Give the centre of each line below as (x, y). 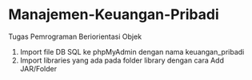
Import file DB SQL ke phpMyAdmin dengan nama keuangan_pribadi (132, 51)
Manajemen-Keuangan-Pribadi (114, 15)
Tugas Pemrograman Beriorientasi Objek (75, 36)
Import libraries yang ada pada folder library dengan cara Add (122, 60)
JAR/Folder (38, 68)
